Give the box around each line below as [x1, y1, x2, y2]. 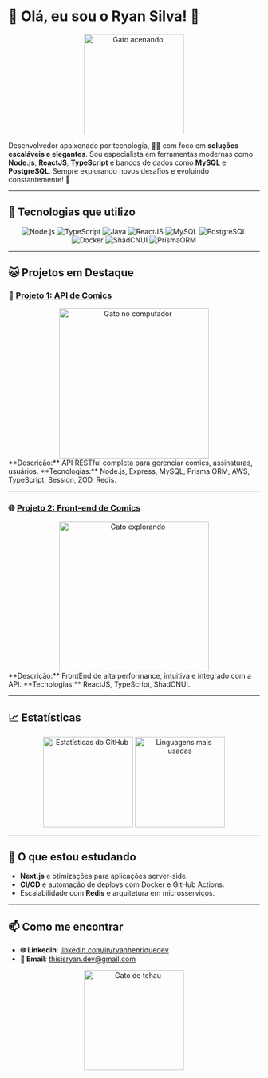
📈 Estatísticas [8, 711, 81, 725]
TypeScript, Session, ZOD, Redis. [8, 475, 117, 485]
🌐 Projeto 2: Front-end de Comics [8, 503, 141, 514]
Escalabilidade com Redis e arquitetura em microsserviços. [19, 888, 215, 898]
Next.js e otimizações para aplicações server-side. [19, 872, 189, 881]
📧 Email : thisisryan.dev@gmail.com [19, 954, 136, 964]
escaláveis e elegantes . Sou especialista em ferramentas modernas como [8, 149, 254, 158]
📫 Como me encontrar [8, 920, 124, 933]
